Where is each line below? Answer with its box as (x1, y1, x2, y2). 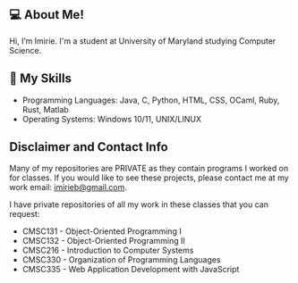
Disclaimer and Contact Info (9, 139, 168, 154)
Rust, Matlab (21, 104, 69, 114)
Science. (9, 45, 42, 55)
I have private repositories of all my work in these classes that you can (9, 199, 268, 210)
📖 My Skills (9, 71, 72, 87)
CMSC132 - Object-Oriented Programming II (21, 236, 186, 246)
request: (9, 209, 40, 220)
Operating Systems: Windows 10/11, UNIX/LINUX (21, 113, 202, 124)
